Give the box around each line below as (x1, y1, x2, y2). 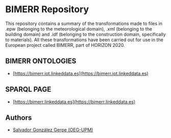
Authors (5, 113, 32, 122)
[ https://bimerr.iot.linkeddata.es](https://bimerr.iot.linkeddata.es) (12, 70, 149, 76)
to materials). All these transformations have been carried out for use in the (5, 37, 163, 43)
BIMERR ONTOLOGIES (5, 57, 77, 66)
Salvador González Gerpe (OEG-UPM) (12, 127, 93, 133)
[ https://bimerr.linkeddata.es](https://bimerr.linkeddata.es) (12, 98, 136, 105)
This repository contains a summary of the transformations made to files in (5, 20, 162, 26)
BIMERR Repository (5, 4, 89, 15)
